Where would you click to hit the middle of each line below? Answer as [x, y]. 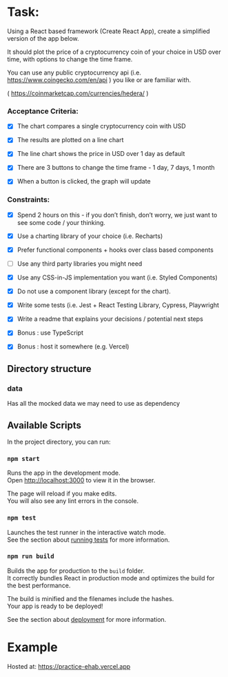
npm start [23, 459]
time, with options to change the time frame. [70, 59]
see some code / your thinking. [61, 222]
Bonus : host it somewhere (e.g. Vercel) [73, 346]
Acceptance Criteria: [43, 111]
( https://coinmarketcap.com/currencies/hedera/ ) [78, 93]
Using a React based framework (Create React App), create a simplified [108, 31]
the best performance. [39, 585]
